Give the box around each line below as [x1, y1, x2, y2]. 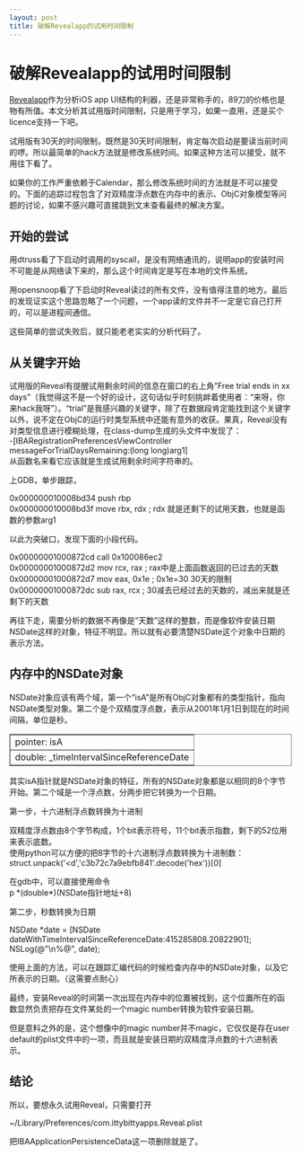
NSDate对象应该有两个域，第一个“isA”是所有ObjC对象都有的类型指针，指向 [9, 692, 286, 702]
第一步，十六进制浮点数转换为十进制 [9, 806, 143, 816]
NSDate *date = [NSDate [9, 924, 101, 935]
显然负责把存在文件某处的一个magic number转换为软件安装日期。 [16, 1003, 259, 1014]
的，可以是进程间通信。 [9, 307, 96, 318]
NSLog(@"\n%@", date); [9, 943, 100, 954]
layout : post [9, 13, 58, 22]
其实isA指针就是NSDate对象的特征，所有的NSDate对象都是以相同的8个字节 [9, 775, 287, 786]
